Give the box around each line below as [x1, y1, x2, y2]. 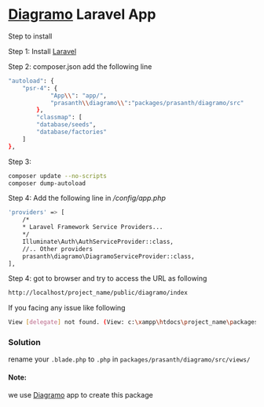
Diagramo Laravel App [8, 5, 156, 24]
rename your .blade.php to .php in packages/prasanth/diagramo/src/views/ [8, 354, 251, 364]
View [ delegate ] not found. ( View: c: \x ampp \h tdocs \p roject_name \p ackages [8, 318, 258, 326]
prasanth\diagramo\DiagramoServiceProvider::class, [22, 253, 195, 260]
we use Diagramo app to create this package [8, 390, 153, 399]
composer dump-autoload [8, 179, 86, 187]
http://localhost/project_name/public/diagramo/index [8, 289, 189, 297]
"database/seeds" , [36, 121, 97, 129]
